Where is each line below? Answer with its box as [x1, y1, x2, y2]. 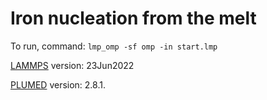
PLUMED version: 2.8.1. [10, 78, 106, 91]
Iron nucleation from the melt [10, 7, 257, 30]
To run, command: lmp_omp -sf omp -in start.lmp [10, 40, 218, 52]
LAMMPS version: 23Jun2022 [10, 59, 135, 71]
